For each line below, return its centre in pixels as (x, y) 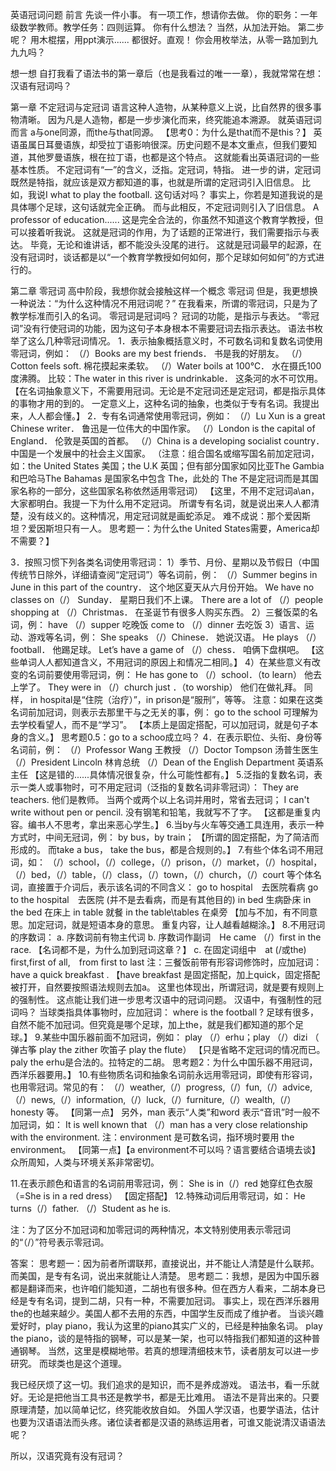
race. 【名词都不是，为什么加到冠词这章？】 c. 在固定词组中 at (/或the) (158, 949)
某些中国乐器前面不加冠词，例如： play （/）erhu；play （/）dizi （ (181, 1037)
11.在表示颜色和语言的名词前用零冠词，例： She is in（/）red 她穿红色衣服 (161, 1183)
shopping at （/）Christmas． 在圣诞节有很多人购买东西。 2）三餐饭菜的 (160, 612)
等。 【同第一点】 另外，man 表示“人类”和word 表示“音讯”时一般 (179, 1112)
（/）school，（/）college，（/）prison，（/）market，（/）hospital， (185, 862)
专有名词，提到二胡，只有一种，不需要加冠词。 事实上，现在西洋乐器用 (173, 1301)
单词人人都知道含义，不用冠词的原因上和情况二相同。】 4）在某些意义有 (165, 662)
